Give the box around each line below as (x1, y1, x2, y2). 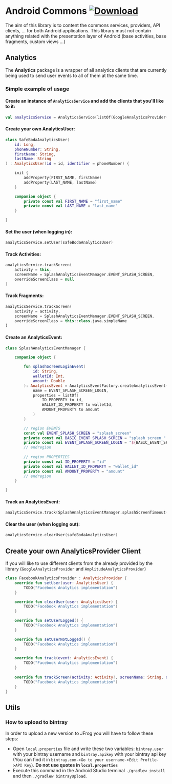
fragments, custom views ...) (5, 38, 66, 45)
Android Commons (5, 5, 88, 17)
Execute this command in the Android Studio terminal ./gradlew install (12, 768, 165, 774)
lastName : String (14, 156, 52, 162)
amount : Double (32, 378, 66, 383)
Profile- (140, 757, 159, 763)
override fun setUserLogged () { (14, 618, 83, 623)
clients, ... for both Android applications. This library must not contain (5, 27, 152, 33)
